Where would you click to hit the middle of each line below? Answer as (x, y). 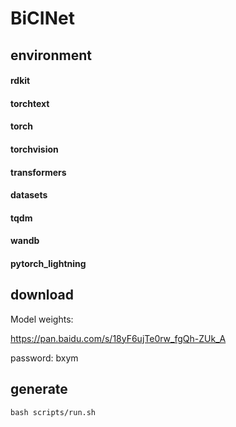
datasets (29, 195)
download (42, 295)
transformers (38, 172)
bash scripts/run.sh (53, 412)
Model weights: (42, 319)
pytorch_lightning (48, 263)
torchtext (30, 103)
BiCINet (42, 18)
